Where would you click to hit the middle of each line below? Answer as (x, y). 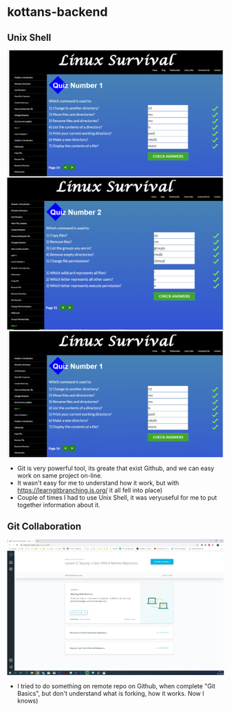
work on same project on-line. (60, 475)
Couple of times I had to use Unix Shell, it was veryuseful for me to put (117, 497)
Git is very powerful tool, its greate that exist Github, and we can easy (115, 468)
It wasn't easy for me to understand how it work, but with (98, 483)
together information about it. (59, 505)
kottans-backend (57, 12)
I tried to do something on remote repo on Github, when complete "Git (116, 686)
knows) (27, 701)
